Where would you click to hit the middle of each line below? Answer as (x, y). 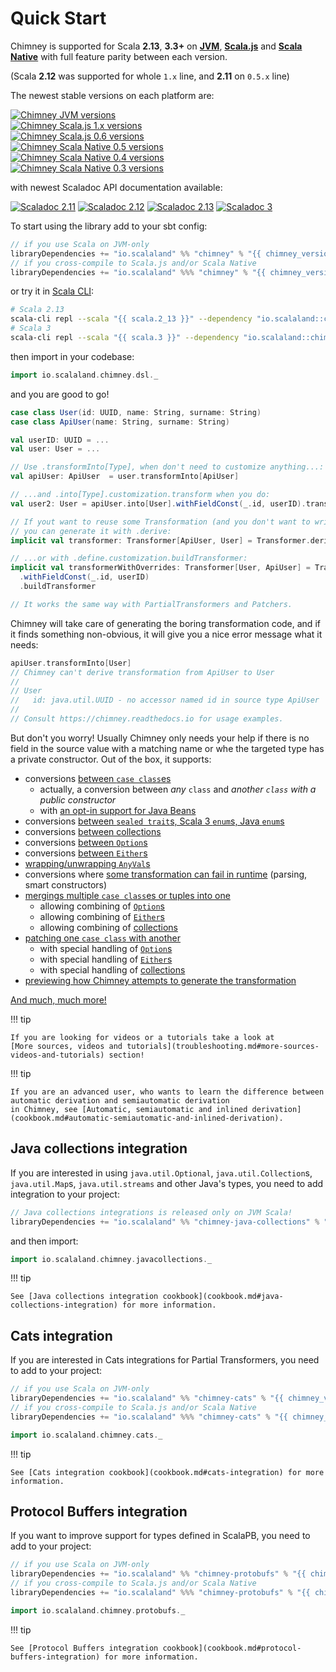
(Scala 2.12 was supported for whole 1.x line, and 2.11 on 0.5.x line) (150, 76)
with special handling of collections (112, 969)
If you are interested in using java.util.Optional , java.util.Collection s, (161, 1173)
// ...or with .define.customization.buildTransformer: (129, 558)
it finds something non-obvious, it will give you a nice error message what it (166, 634)
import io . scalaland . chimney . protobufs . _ (98, 1610)
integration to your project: (65, 1194)
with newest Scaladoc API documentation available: (116, 187)
